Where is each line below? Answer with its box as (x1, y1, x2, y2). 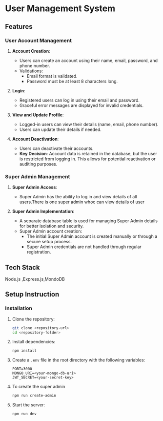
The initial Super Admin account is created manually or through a (26, 233, 158, 239)
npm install (12, 348, 37, 353)
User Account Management (5, 37, 72, 44)
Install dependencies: (12, 339, 56, 345)
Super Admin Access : (12, 184, 58, 190)
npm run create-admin (12, 393, 56, 398)
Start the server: (12, 402, 45, 408)
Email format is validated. (26, 73, 78, 79)
